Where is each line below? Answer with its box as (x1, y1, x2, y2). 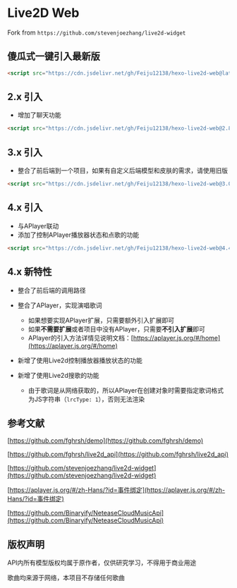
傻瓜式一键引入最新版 (7, 51, 100, 63)
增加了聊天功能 (17, 111, 61, 119)
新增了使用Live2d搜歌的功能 (17, 371, 99, 379)
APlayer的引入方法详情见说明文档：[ (28, 333, 134, 342)
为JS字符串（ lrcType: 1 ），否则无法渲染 (28, 395, 145, 403)
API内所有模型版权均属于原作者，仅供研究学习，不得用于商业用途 (7, 558, 197, 567)
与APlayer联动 (17, 221, 59, 230)
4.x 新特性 (7, 266, 52, 278)
